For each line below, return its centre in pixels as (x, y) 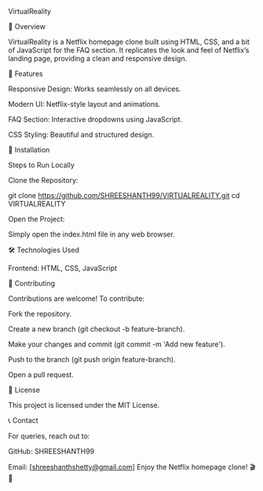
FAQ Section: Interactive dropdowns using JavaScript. (95, 119)
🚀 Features (26, 73)
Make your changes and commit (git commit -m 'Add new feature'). (117, 344)
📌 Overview (27, 26)
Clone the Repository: (43, 180)
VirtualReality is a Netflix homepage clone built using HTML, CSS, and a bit (129, 42)
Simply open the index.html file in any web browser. (91, 234)
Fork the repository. (40, 314)
